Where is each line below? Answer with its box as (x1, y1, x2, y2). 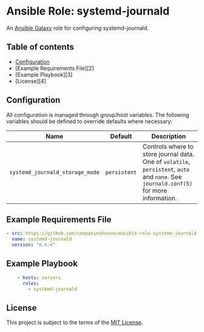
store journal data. (142, 150, 194, 158)
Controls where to (142, 142, 194, 151)
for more (142, 186, 168, 195)
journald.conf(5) (142, 180, 193, 187)
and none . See (142, 172, 182, 181)
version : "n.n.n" (12, 242, 56, 248)
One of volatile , (142, 157, 191, 166)
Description (151, 132, 186, 140)
